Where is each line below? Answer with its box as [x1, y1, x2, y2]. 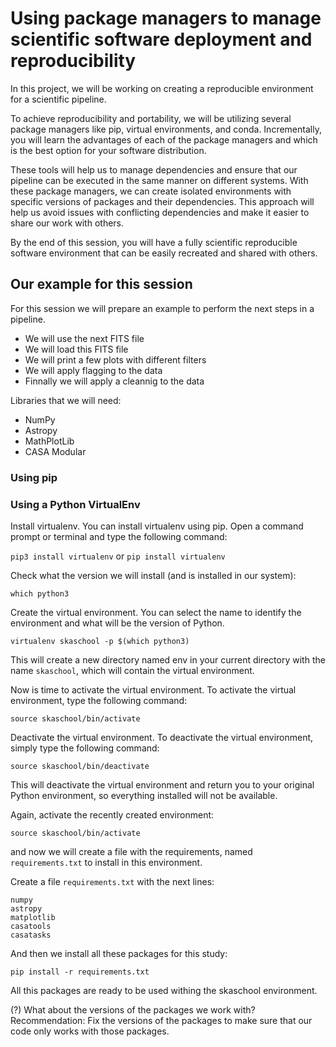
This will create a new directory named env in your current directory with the [10, 653, 326, 666]
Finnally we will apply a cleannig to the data [24, 375, 205, 387]
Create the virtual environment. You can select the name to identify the [10, 606, 302, 618]
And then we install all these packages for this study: [10, 947, 228, 959]
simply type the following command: [10, 742, 160, 754]
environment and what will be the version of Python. [10, 617, 225, 629]
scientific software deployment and [10, 28, 313, 51]
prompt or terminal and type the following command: [10, 530, 228, 542]
